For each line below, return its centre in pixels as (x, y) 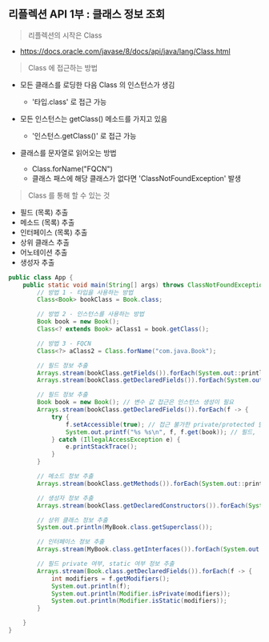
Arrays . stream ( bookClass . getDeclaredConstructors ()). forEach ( (143, 506)
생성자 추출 (37, 262)
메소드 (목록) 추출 (47, 222)
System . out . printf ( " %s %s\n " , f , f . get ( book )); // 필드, (161, 432)
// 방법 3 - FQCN (64, 343)
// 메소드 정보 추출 (65, 476)
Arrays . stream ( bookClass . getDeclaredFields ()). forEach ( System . (145, 380)
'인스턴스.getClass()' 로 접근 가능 (84, 135)
